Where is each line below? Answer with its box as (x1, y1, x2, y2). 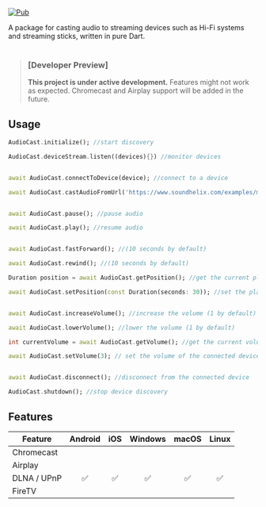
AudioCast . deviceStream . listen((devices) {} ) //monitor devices (8, 152, 222, 160)
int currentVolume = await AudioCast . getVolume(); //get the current (8, 338, 243, 346)
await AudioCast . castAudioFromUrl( (8, 188, 126, 196)
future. (27, 94, 50, 104)
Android (69, 433, 101, 444)
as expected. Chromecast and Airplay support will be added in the (27, 86, 244, 95)
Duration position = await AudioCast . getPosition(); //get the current (8, 274, 249, 282)
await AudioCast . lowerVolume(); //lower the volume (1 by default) (8, 324, 236, 332)
